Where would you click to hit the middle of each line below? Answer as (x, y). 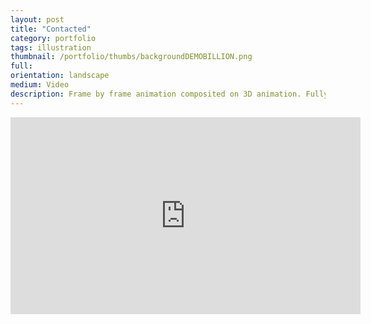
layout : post (37, 19)
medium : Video (40, 85)
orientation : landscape (60, 76)
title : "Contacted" (51, 29)
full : (21, 66)
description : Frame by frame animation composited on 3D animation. (156, 94)
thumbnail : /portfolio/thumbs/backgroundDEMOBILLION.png (131, 57)
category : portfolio (53, 38)
